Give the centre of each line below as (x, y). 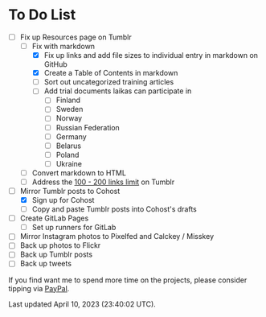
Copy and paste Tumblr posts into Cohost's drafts (114, 209)
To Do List (42, 15)
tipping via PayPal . (39, 288)
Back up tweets (46, 264)
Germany (71, 136)
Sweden (70, 109)
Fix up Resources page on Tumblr (76, 37)
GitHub (56, 64)
